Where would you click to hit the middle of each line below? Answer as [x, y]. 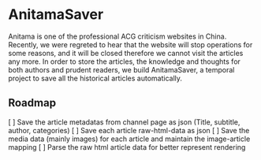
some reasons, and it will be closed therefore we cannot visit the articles [126, 53]
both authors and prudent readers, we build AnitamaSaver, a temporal [121, 69]
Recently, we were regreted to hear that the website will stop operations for [130, 44]
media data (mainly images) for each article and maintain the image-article [129, 139]
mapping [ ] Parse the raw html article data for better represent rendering [127, 147]
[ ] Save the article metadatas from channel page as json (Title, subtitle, [124, 122]
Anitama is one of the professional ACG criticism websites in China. [117, 36]
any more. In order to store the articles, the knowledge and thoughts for [124, 61]
